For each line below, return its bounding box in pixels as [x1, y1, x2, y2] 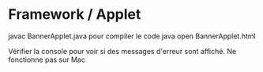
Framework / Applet [8, 5, 141, 23]
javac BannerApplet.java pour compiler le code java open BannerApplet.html [8, 31, 256, 41]
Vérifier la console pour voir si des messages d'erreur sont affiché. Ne [8, 46, 237, 56]
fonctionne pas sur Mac [8, 55, 85, 64]
